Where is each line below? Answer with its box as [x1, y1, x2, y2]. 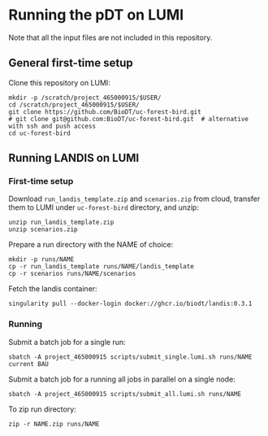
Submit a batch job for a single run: [8, 337, 126, 347]
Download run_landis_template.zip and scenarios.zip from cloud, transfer [8, 194, 261, 204]
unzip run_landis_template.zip [8, 218, 115, 227]
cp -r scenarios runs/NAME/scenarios [8, 270, 136, 278]
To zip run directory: [8, 404, 77, 414]
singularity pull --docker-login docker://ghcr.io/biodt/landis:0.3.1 [8, 299, 253, 308]
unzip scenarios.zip [8, 225, 79, 233]
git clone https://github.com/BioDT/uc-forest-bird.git [8, 107, 201, 116]
